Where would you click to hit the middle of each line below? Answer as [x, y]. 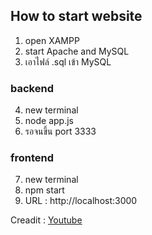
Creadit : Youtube [46, 220]
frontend [32, 158]
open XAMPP [52, 40]
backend [32, 88]
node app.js [49, 121]
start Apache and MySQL [77, 51]
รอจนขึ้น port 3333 [60, 131]
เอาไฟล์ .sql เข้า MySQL [68, 61]
